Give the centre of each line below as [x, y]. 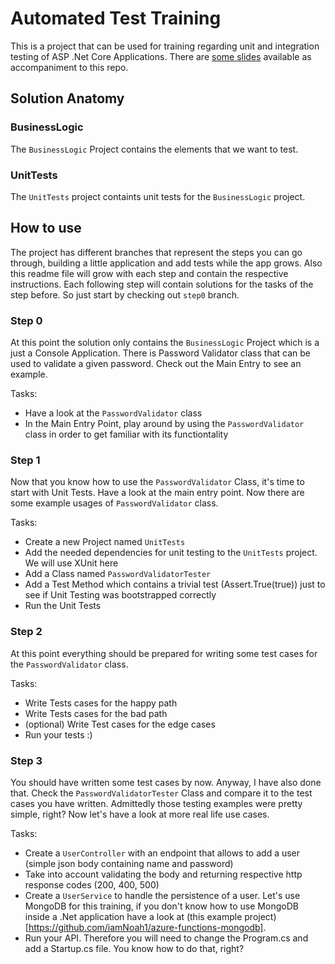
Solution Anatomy [67, 98]
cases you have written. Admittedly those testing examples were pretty [156, 803]
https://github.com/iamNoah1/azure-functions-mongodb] [146, 927]
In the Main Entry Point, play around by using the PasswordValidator [164, 424]
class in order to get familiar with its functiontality [126, 434]
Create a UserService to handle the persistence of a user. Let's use [162, 895]
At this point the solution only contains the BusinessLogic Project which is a [165, 343]
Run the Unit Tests [63, 606]
